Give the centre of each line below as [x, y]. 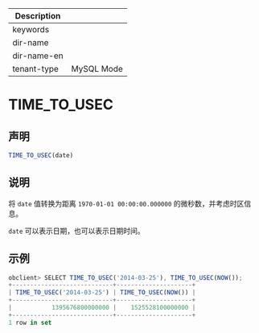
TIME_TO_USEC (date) [41, 156]
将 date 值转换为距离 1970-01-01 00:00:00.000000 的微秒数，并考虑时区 [126, 203]
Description [38, 16]
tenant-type [35, 69]
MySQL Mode [97, 69]
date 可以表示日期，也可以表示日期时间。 [76, 231]
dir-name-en [38, 56]
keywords [31, 29]
